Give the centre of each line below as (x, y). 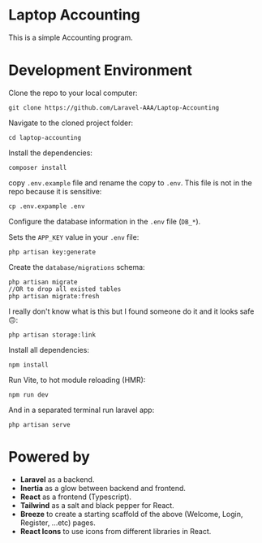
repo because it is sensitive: (55, 191)
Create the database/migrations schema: (77, 267)
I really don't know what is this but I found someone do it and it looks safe (131, 311)
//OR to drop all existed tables (65, 289)
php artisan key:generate (52, 252)
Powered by (49, 457)
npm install (28, 365)
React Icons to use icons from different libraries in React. (116, 531)
